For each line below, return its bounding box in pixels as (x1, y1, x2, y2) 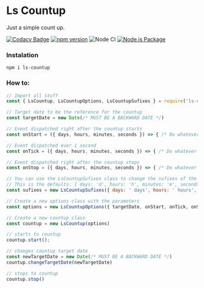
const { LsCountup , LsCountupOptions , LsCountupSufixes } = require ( (6, 98, 186, 104)
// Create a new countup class (6, 214, 86, 221)
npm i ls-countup (6, 65, 50, 71)
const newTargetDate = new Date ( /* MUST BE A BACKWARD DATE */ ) (6, 254, 172, 260)
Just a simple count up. (6, 24, 65, 31)
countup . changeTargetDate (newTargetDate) (6, 259, 113, 265)
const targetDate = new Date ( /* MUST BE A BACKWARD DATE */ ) (6, 115, 165, 121)
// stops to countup (6, 270, 59, 276)
